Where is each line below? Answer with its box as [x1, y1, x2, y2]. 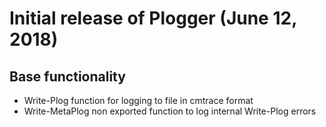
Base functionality [9, 68, 126, 85]
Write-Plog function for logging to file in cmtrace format [23, 95, 254, 106]
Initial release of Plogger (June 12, [9, 7, 297, 30]
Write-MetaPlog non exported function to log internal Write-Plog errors [23, 105, 317, 117]
